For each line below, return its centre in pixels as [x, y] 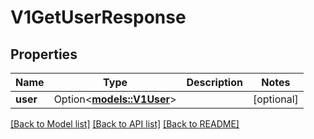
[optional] [275, 99]
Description [214, 82]
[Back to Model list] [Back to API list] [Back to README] [125, 124]
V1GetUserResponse [98, 17]
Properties [44, 54]
